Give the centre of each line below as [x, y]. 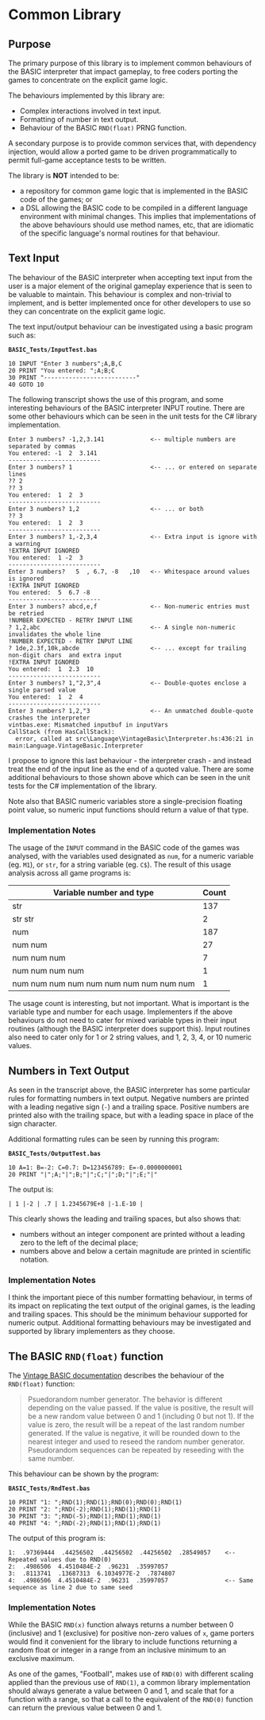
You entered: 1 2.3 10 [51, 669]
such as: [22, 335]
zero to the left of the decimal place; [79, 1242]
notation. [34, 1259]
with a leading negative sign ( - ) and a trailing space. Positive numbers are [129, 1106]
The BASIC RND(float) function [86, 1356]
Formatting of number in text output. [79, 119]
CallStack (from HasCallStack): [61, 731]
